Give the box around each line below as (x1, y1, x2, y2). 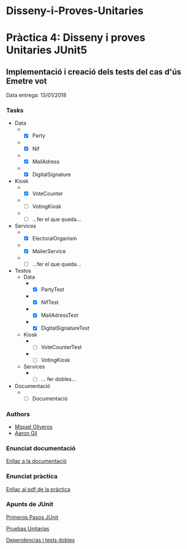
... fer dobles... (41, 376, 76, 383)
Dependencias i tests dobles (6, 536, 75, 543)
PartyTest (41, 286, 65, 293)
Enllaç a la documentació (6, 457, 67, 465)
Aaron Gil (14, 429, 38, 436)
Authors (6, 410, 31, 418)
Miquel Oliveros (14, 423, 53, 430)
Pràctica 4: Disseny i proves (6, 31, 146, 45)
